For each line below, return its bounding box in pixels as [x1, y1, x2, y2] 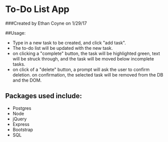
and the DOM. [12, 77, 42, 83]
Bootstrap [12, 126, 33, 132]
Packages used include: [5, 92, 82, 100]
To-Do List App [5, 4, 70, 15]
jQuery [12, 116, 27, 122]
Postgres [12, 105, 32, 111]
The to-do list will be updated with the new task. [12, 45, 113, 51]
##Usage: [5, 30, 26, 36]
